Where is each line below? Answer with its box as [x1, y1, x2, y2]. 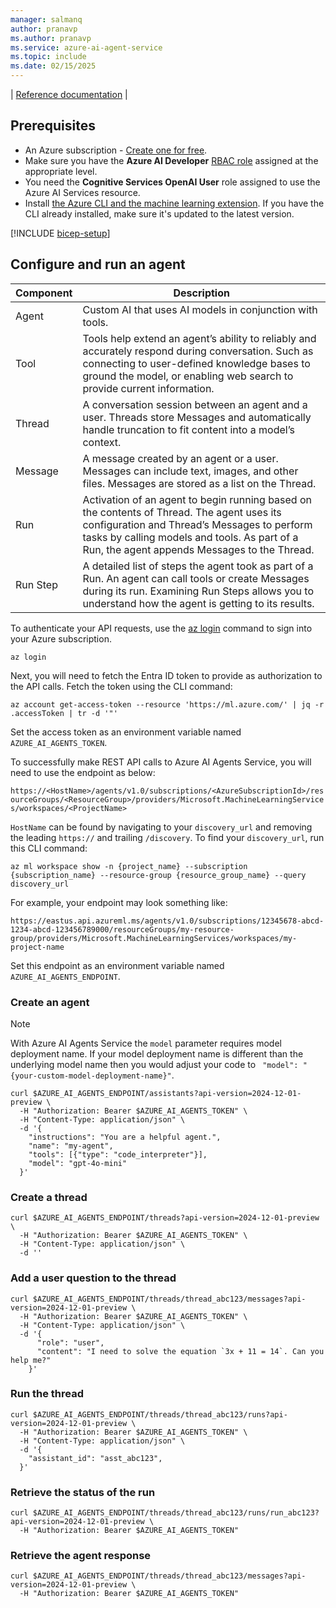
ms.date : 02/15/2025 [10, 61, 97, 71]
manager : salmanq [10, 14, 83, 25]
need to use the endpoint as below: [10, 766, 156, 778]
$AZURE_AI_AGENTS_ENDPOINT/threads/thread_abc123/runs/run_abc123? [32, 1508, 320, 1518]
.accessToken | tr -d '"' [10, 708, 118, 718]
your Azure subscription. [10, 632, 112, 645]
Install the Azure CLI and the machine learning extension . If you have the [24, 197, 325, 209]
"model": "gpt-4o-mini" [28, 1158, 128, 1168]
